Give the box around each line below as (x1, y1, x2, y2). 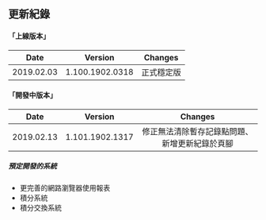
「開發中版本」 (8, 91, 57, 100)
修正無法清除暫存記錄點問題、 (142, 125, 253, 137)
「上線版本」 (8, 31, 50, 41)
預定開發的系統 (8, 161, 57, 171)
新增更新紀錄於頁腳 (161, 137, 234, 149)
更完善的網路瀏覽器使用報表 (19, 183, 111, 192)
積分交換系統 (19, 203, 62, 212)
